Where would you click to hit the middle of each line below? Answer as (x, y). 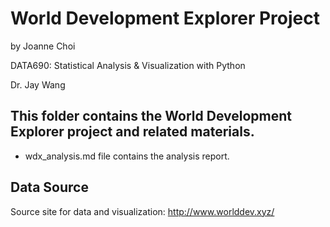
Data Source (49, 187)
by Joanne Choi (43, 46)
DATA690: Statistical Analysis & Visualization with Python (128, 65)
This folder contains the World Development (151, 116)
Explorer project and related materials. (132, 132)
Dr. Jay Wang (38, 84)
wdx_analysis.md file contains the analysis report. (127, 156)
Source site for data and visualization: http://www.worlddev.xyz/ (142, 211)
